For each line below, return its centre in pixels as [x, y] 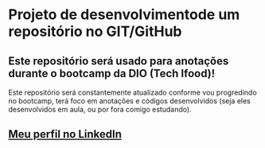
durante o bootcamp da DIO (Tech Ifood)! [112, 73]
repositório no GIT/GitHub [95, 31]
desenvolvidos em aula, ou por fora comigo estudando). [100, 109]
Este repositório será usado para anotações [119, 61]
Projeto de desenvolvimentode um [124, 15]
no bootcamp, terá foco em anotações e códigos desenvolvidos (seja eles [129, 101]
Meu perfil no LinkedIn [65, 134]
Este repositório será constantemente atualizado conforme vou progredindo [132, 92]
